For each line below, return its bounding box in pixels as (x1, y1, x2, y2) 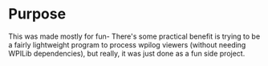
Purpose (8, 5, 67, 23)
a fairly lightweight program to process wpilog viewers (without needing (8, 39, 246, 49)
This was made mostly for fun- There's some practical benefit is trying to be (8, 31, 261, 41)
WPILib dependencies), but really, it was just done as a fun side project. (8, 48, 246, 58)
